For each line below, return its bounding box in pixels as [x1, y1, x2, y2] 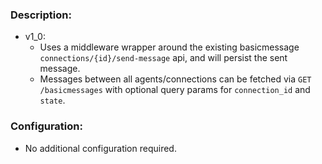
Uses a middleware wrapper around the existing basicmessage [39, 41, 300, 53]
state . [39, 94, 66, 107]
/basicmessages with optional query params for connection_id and [39, 84, 311, 96]
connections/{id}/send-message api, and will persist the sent [39, 52, 288, 64]
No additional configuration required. [24, 142, 177, 154]
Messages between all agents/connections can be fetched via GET [39, 73, 312, 85]
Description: [10, 8, 72, 22]
